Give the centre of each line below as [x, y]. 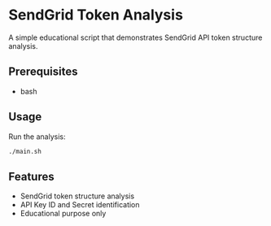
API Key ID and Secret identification [80, 205]
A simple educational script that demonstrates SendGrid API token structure [135, 37]
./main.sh [25, 151]
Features [31, 176]
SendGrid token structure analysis [77, 196]
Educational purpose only [63, 214]
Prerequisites [43, 72]
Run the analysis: [37, 137]
